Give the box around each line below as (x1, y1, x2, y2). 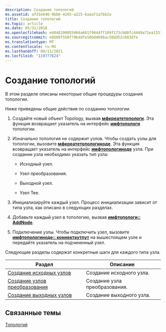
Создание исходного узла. (85, 270, 150, 277)
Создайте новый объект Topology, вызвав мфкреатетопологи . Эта (12, 115, 154, 121)
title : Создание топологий (5, 16, 61, 21)
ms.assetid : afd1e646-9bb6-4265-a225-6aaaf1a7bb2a (5, 12, 112, 17)
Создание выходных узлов (7, 292, 72, 299)
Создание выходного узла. (85, 292, 151, 299)
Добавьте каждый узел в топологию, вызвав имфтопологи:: (12, 214, 141, 221)
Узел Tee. (19, 190, 40, 196)
